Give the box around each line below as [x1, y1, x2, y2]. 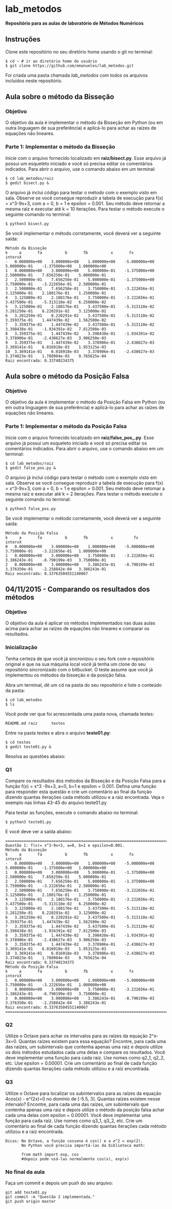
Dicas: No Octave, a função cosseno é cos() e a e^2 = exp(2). [5, 1138, 143, 1144]
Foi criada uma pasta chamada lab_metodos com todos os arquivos [5, 72, 148, 78]
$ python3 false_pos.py [5, 506, 56, 511]
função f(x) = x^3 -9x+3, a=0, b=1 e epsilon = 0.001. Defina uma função [5, 783, 157, 789]
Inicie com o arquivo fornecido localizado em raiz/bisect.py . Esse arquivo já [5, 155, 166, 161]
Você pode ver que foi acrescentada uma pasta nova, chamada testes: [5, 710, 155, 717]
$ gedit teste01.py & [5, 744, 52, 749]
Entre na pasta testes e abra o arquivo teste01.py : [5, 729, 111, 736]
